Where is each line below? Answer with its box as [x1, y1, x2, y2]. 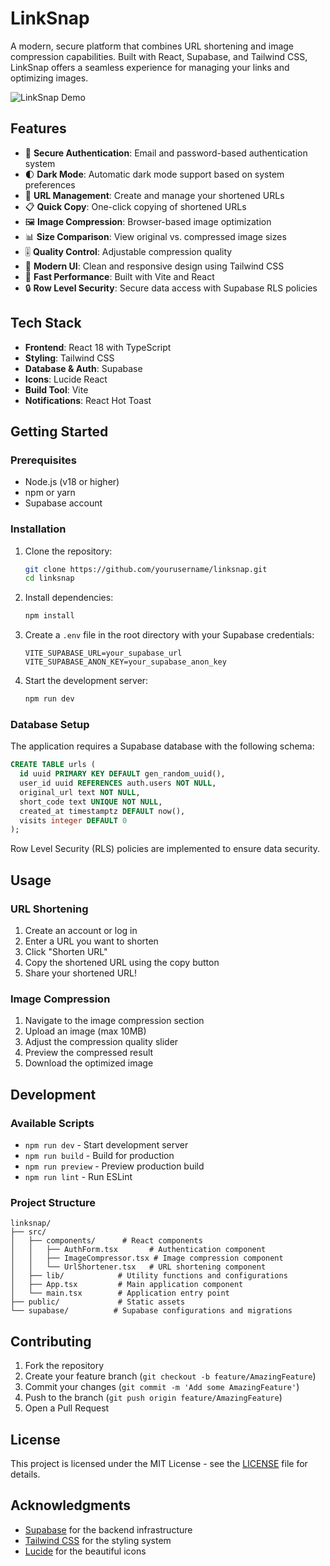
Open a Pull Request [24, 1402, 110, 1414]
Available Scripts [10, 1116, 95, 1130]
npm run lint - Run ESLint [24, 1171, 133, 1183]
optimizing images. [10, 72, 89, 84]
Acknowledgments [10, 1497, 132, 1514]
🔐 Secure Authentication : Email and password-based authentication [24, 147, 308, 159]
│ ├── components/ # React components [10, 1236, 203, 1246]
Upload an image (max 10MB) [24, 1025, 147, 1037]
